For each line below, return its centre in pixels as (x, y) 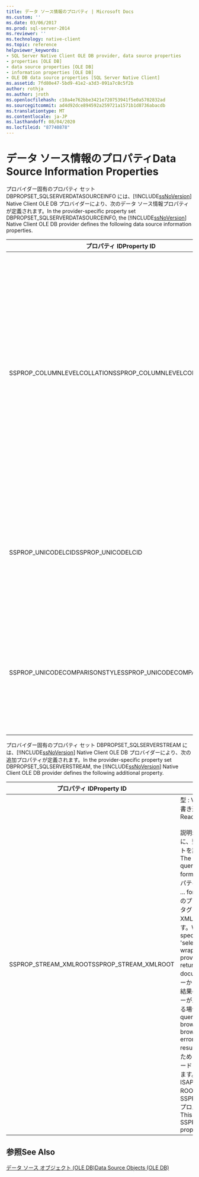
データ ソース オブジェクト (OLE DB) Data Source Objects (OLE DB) (88, 1168)
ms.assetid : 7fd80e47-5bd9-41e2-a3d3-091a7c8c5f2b (70, 84)
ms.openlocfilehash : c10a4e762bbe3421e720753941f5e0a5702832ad (86, 100)
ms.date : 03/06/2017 (32, 23)
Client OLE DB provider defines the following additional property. (85, 772)
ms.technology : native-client (44, 39)
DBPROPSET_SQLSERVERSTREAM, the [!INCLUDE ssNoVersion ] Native (92, 766)
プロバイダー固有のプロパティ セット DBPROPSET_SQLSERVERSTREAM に (97, 745)
